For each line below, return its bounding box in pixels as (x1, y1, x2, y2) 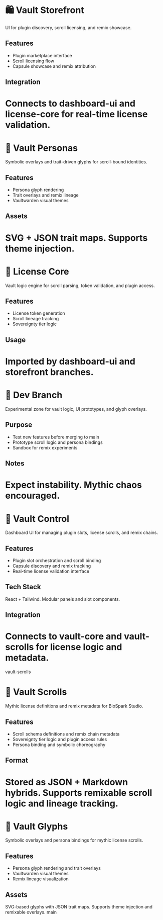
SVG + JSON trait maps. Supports (5, 232, 148, 243)
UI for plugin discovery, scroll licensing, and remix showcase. (5, 24, 132, 31)
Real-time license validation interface (12, 568, 89, 574)
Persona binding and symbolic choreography (12, 742, 106, 748)
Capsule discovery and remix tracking (12, 563, 91, 569)
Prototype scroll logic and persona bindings (12, 439, 103, 445)
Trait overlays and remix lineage (12, 192, 79, 198)
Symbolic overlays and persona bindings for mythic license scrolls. (5, 837, 143, 843)
